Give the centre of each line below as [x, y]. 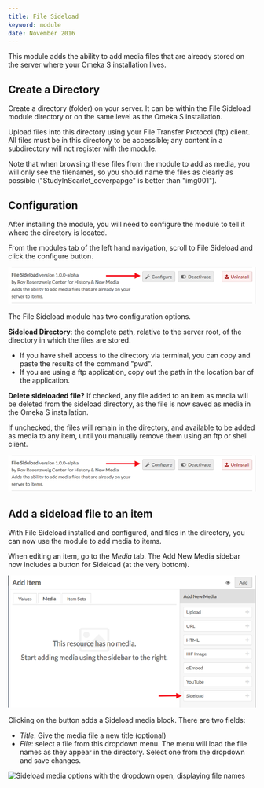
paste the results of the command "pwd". [86, 363]
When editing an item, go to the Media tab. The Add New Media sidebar [125, 556]
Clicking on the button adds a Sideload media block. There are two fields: [127, 720]
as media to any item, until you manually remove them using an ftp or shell [128, 435]
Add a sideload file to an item [81, 513]
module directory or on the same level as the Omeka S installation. [115, 117]
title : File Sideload [44, 16]
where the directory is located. [58, 233]
